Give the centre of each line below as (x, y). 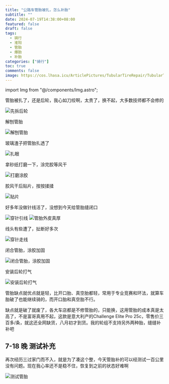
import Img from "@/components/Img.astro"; (52, 90)
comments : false (22, 71)
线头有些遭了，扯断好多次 (32, 229)
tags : (11, 33)
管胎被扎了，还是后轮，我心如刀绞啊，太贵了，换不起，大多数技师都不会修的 (84, 100)
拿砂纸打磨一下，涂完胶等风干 (36, 164)
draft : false (19, 29)
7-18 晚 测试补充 (30, 346)
